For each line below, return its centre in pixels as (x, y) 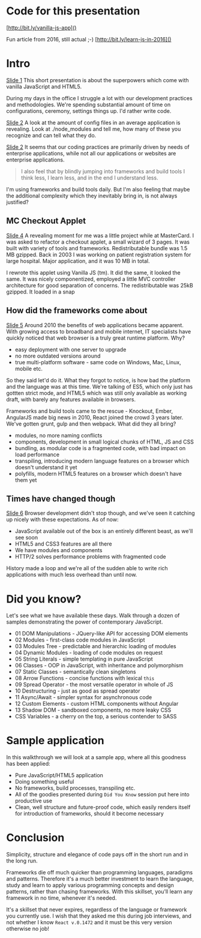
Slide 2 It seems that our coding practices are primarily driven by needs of (98, 147)
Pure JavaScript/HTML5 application (59, 775)
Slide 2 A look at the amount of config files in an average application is (94, 122)
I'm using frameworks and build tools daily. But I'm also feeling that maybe (98, 189)
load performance (37, 454)
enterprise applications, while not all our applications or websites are (91, 153)
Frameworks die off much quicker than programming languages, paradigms (100, 873)
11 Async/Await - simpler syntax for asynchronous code (83, 697)
